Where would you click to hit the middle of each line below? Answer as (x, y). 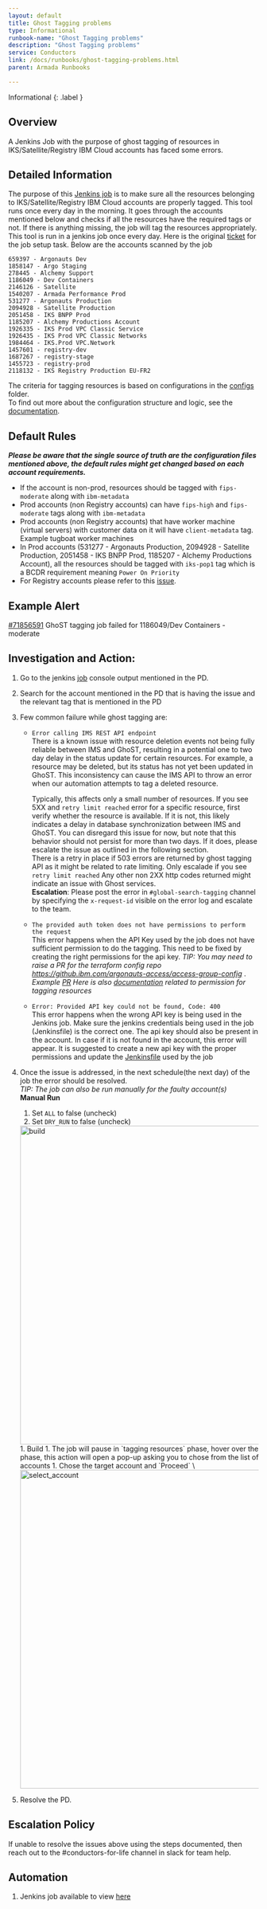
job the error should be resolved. (74, 1080)
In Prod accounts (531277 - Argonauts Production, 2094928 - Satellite (135, 547)
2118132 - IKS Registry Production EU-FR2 (79, 371)
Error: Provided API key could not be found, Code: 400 (126, 1006)
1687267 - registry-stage (51, 357)
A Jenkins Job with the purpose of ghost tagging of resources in (114, 141)
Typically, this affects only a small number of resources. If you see (140, 798)
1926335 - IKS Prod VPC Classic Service (76, 329)
